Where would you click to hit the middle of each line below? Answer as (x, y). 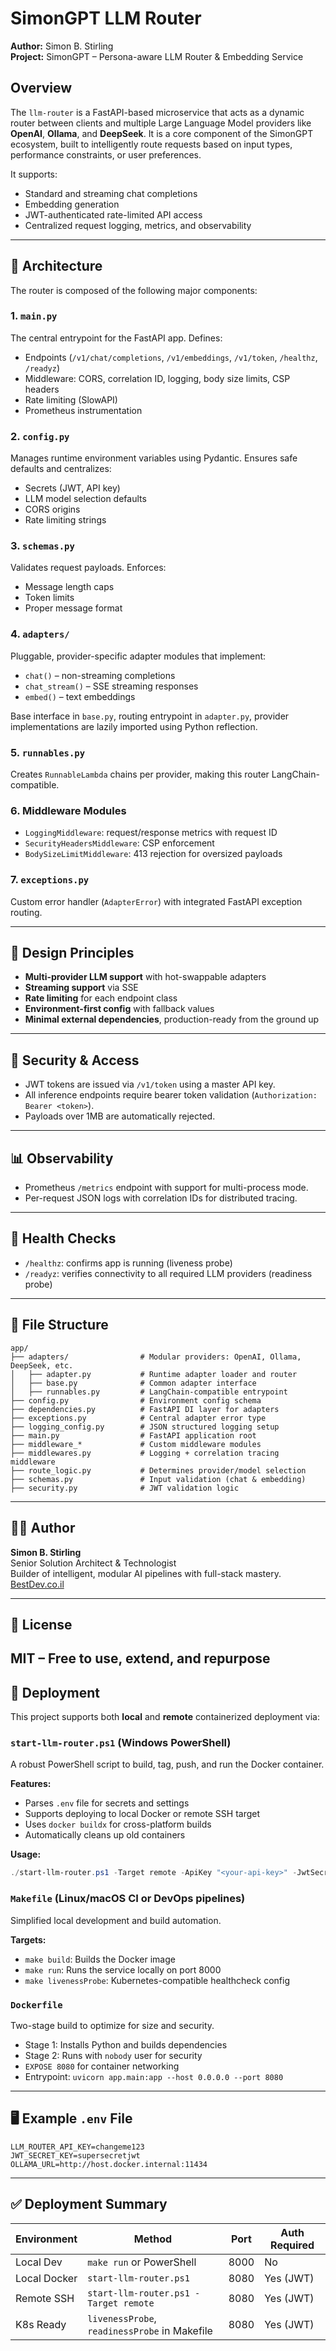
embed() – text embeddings (80, 696)
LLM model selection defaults (85, 499)
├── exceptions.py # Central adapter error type (138, 1418)
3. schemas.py (42, 546)
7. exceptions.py (50, 880)
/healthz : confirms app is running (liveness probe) (128, 1263)
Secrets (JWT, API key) (72, 488)
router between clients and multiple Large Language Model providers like (161, 123)
